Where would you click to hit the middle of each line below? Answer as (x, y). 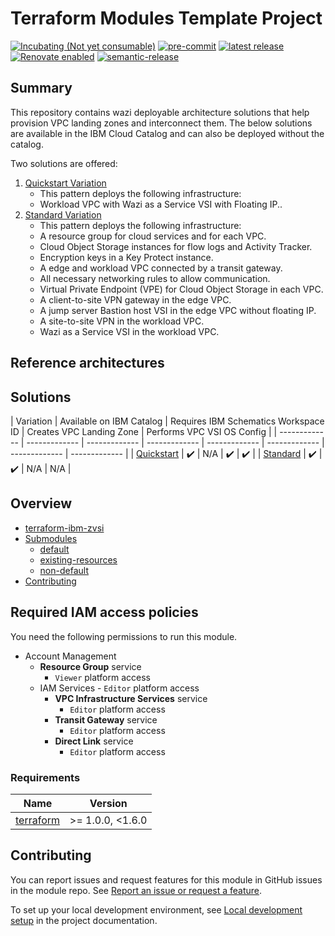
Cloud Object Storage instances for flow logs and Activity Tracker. (176, 246)
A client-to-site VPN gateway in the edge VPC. (135, 299)
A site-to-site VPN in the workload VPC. (122, 321)
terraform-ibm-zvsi (64, 528)
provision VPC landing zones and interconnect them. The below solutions (161, 123)
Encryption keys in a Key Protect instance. (126, 257)
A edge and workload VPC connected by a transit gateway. (161, 268)
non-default (64, 570)
